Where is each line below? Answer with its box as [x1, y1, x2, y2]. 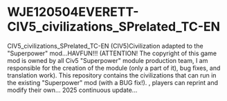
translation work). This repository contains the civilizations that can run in [7, 71, 217, 80]
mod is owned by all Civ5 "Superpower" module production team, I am [7, 56, 208, 64]
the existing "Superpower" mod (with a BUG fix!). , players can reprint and [7, 78, 219, 86]
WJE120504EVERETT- [7, 4, 139, 20]
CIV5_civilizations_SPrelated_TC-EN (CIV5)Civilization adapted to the [7, 42, 203, 50]
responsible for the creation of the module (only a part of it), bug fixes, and [7, 64, 221, 72]
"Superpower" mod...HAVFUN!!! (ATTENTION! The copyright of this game [7, 49, 217, 57]
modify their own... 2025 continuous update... [7, 86, 138, 94]
